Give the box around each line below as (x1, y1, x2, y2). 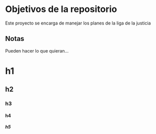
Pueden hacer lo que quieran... (5, 47, 69, 53)
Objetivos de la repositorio (5, 3, 117, 15)
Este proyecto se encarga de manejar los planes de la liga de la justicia (5, 20, 151, 26)
